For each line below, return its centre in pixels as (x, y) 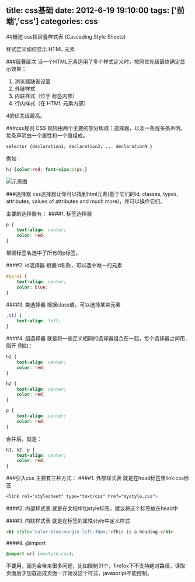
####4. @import (26, 543)
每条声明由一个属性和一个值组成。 (47, 135)
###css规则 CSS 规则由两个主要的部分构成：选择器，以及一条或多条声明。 (96, 128)
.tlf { (14, 316)
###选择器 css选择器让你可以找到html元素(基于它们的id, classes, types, (92, 194)
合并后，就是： (24, 439)
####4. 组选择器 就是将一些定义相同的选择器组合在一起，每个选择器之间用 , (97, 339)
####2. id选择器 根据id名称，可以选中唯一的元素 (64, 266)
